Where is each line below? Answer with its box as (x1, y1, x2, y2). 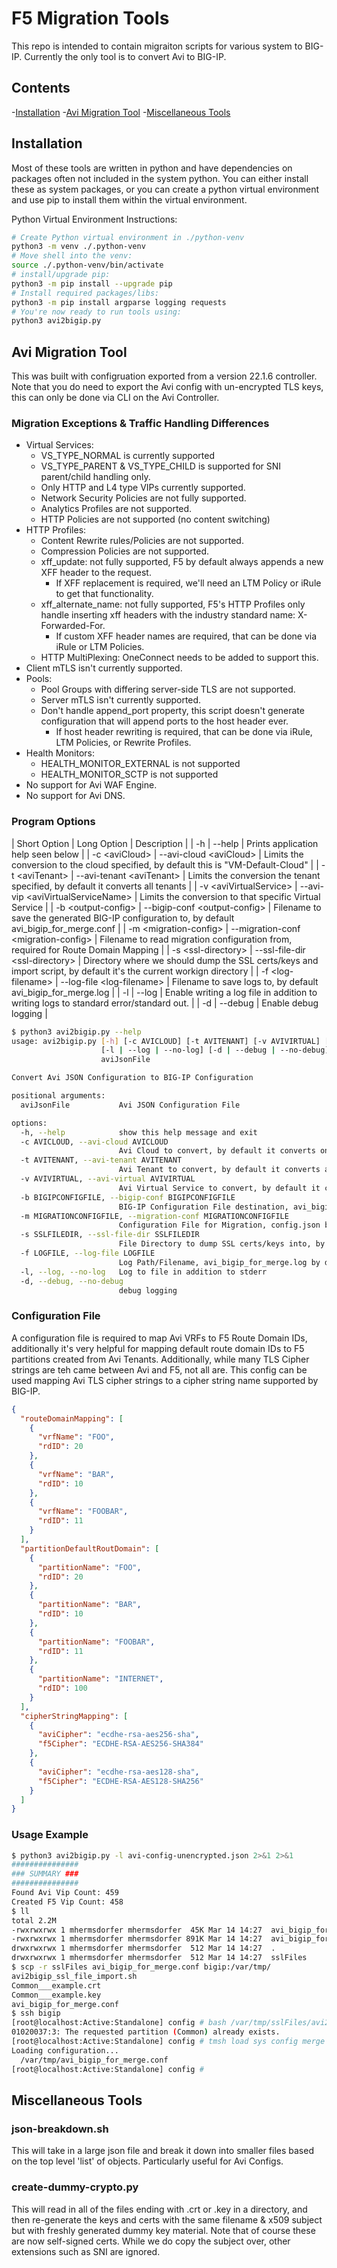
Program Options (11, 815, 96, 829)
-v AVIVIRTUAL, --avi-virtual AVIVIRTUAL (20, 1174, 196, 1184)
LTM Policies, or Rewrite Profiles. (55, 737, 192, 749)
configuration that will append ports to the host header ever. (40, 715, 289, 727)
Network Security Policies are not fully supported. (40, 492, 247, 504)
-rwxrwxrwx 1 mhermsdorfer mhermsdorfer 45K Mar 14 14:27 (11, 1925, 263, 1935)
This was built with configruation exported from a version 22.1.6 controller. (11, 370, 318, 382)
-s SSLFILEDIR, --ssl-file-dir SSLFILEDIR (20, 1230, 200, 1240)
